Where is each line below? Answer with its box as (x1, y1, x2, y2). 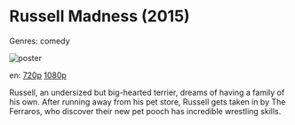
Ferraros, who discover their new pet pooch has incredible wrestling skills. (9, 105, 282, 116)
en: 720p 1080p (9, 69, 67, 81)
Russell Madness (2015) (9, 6, 190, 27)
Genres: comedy (9, 35, 70, 46)
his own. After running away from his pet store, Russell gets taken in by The (9, 96, 286, 107)
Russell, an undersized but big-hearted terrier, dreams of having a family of (9, 87, 285, 98)
